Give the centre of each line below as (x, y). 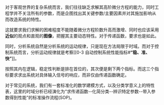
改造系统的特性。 (26, 19)
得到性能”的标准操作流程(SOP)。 (42, 97)
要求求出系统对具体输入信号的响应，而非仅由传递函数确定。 (69, 75)
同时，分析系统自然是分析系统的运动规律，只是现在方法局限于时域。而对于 (80, 46)
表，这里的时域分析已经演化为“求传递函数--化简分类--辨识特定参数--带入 (78, 91)
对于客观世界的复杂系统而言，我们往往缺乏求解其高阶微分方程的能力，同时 (80, 7)
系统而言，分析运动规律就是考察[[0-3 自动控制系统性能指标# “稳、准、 (80, 52)
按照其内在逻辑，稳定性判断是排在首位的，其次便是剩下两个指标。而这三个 (80, 69)
